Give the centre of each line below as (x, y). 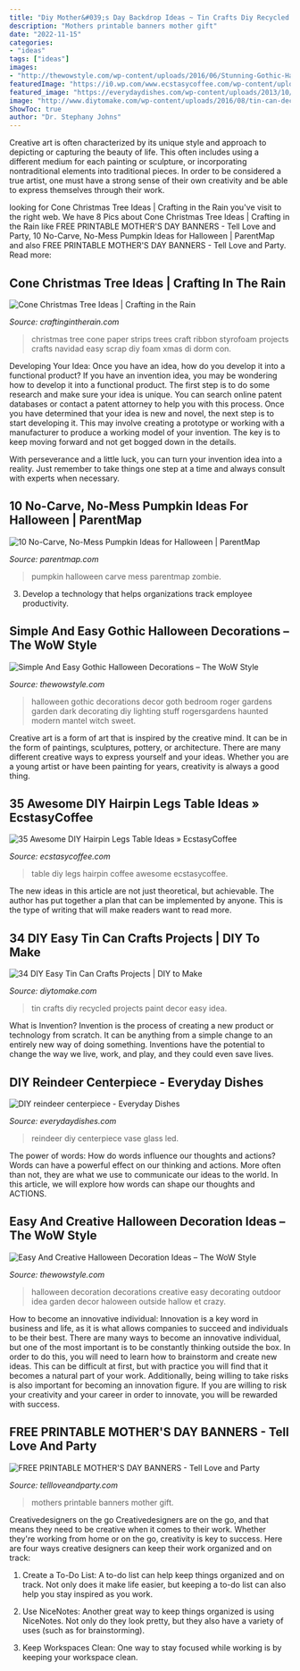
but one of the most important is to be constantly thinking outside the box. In (150, 1347)
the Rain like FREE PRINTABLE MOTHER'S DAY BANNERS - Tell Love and (143, 227)
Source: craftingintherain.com (64, 322)
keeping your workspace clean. (80, 1657)
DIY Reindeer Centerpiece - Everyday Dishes (137, 1082)
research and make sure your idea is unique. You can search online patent (146, 394)
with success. (35, 1404)
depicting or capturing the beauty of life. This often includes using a (134, 152)
